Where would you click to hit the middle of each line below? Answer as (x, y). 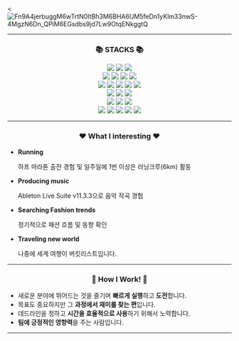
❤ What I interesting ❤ (119, 136)
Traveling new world (48, 239)
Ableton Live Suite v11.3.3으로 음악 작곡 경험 (80, 195)
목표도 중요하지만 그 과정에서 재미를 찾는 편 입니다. (86, 304)
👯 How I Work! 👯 (119, 279)
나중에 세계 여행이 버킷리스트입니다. (67, 253)
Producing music (43, 180)
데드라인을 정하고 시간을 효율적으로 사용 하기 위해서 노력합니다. (104, 313)
